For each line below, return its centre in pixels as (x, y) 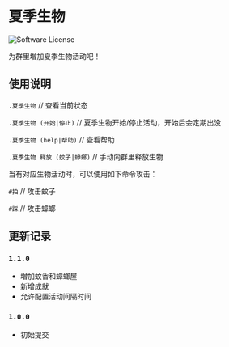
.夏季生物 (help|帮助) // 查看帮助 (61, 139)
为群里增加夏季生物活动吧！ (55, 56)
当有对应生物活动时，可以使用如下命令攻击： (83, 174)
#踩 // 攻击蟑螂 (32, 208)
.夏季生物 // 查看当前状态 (48, 105)
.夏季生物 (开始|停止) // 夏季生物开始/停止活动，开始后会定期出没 (114, 122)
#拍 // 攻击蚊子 (32, 191)
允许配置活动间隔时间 (55, 297)
